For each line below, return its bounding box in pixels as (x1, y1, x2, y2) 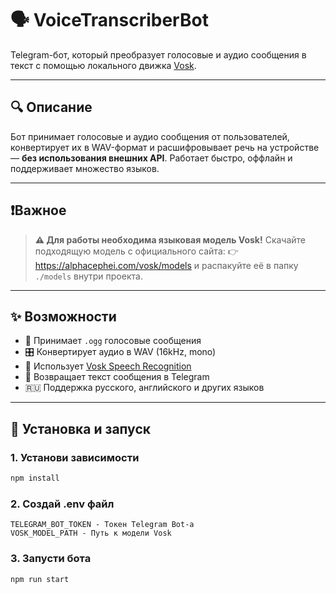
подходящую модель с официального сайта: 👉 (34, 245, 239, 257)
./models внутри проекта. (34, 270, 143, 282)
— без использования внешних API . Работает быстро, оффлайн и (10, 152, 293, 164)
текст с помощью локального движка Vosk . (10, 59, 197, 71)
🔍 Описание (10, 99, 93, 116)
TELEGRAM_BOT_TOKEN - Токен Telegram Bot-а (10, 520, 195, 530)
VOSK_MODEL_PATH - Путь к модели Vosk (10, 528, 172, 539)
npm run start (10, 574, 70, 584)
